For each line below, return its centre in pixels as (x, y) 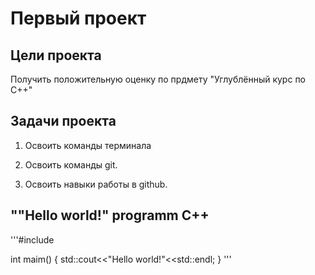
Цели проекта (56, 55)
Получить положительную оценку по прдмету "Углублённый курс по (158, 79)
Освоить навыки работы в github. (96, 184)
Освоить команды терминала (88, 145)
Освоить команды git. (71, 164)
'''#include (32, 239)
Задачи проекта (63, 121)
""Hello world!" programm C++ (110, 215)
